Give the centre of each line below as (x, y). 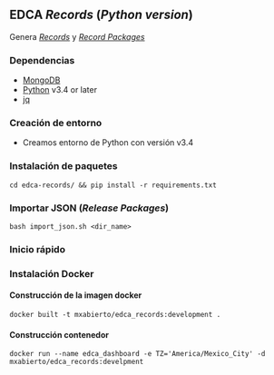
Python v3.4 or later (60, 90)
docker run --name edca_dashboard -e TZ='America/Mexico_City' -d (137, 354)
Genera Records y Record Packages (77, 36)
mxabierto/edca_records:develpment (77, 362)
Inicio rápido (38, 249)
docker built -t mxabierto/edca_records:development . (115, 315)
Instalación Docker (52, 273)
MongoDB (41, 80)
